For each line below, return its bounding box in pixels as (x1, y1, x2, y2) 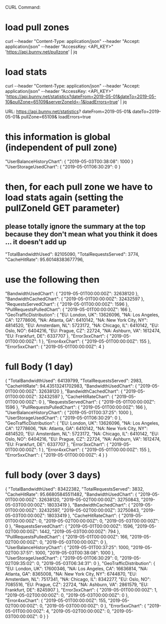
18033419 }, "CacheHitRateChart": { (46, 512, 121, 519)
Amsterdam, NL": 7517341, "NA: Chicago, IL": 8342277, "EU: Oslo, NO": (5, 576, 151, 582)
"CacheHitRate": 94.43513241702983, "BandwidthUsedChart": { (5, 383, 137, 389)
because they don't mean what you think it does (5, 230, 158, 239)
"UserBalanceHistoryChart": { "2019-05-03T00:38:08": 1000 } (5, 158, 134, 164)
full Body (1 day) (5, 361, 73, 372)
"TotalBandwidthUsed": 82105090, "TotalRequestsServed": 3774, (5, 251, 140, 257)
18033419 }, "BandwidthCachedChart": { (46, 502, 131, 508)
